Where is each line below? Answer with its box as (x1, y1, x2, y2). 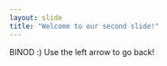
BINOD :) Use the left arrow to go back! (9, 46, 155, 57)
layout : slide (9, 13, 63, 23)
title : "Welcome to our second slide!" (9, 22, 160, 31)
